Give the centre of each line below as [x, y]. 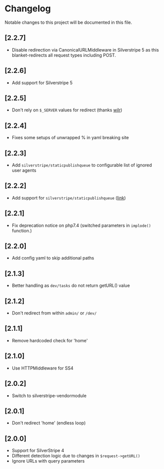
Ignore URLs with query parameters [48, 461]
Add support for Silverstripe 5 [42, 83]
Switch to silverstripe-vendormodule [49, 395]
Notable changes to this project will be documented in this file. [68, 22]
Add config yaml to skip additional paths [53, 258]
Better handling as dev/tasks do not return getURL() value [71, 286]
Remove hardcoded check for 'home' [50, 340]
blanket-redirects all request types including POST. [64, 55]
